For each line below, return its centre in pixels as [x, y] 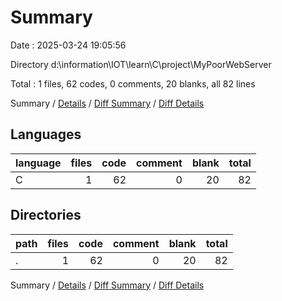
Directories [46, 215]
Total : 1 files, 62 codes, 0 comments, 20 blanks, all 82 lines [133, 83]
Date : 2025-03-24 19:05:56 [68, 45]
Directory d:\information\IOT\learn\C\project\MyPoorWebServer [141, 64]
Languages [46, 134]
